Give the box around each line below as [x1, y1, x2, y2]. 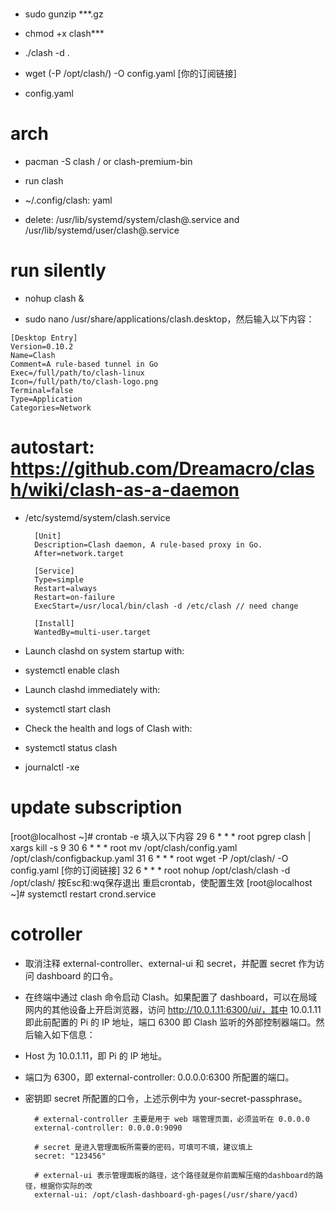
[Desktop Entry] [10, 333, 78, 343]
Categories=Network [10, 403, 92, 413]
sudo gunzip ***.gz [24, 8, 104, 20]
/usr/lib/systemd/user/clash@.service [24, 224, 180, 237]
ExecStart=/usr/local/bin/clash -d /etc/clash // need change [34, 601, 299, 611]
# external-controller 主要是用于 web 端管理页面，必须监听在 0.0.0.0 [34, 1114, 310, 1124]
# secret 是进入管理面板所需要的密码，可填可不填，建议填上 [34, 1142, 253, 1152]
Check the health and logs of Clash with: [24, 723, 193, 734]
